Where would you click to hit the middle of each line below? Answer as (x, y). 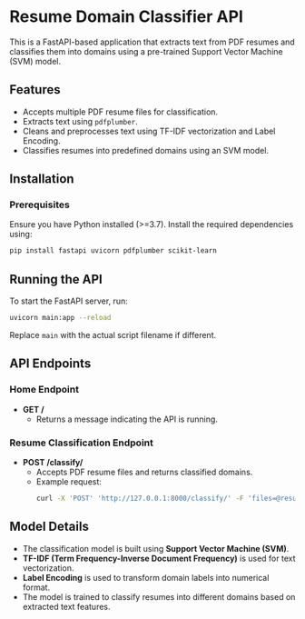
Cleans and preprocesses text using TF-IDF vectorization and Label (149, 131)
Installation (42, 179)
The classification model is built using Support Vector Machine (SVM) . (156, 548)
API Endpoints (50, 364)
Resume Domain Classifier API (126, 17)
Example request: (69, 481)
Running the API (56, 279)
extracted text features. (66, 606)
